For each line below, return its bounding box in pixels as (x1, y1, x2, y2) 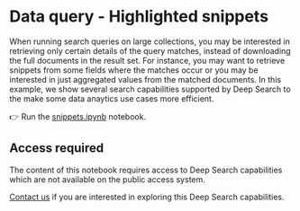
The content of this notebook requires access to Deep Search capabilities (9, 164, 283, 175)
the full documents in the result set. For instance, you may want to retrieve (9, 55, 286, 66)
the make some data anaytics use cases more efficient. (9, 92, 214, 104)
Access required (9, 141, 105, 156)
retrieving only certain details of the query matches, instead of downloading (9, 45, 291, 56)
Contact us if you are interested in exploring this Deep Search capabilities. (9, 191, 286, 202)
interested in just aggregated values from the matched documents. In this (9, 74, 282, 84)
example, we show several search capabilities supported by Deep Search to (9, 84, 291, 94)
